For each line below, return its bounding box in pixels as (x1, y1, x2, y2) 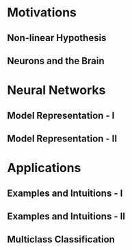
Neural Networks (7, 83, 106, 98)
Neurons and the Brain (7, 55, 105, 66)
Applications (7, 161, 81, 176)
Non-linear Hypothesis (7, 32, 107, 44)
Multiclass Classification (7, 234, 115, 245)
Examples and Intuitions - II (7, 210, 125, 222)
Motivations (7, 5, 77, 20)
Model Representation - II (7, 133, 118, 144)
